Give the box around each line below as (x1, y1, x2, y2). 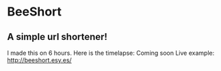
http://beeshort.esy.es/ (7, 56, 72, 64)
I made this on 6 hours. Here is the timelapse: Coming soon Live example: (7, 49, 215, 57)
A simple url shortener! (7, 31, 108, 43)
